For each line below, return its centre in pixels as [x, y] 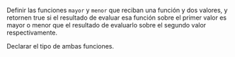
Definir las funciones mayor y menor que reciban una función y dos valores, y [117, 10]
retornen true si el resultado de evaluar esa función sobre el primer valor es [117, 18]
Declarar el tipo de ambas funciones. [61, 46]
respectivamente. [32, 32]
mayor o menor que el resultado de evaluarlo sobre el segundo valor [107, 25]
